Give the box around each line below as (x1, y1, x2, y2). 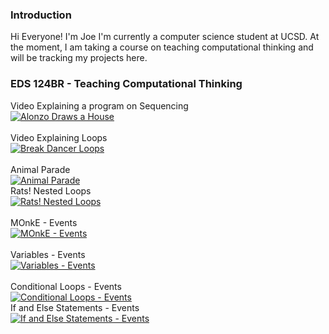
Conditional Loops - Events (10, 280, 122, 292)
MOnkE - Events (10, 216, 78, 228)
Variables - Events (10, 248, 86, 260)
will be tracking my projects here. (10, 52, 148, 64)
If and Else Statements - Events (10, 301, 140, 313)
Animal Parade (10, 163, 71, 175)
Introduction (10, 8, 72, 22)
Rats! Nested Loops (10, 184, 92, 197)
